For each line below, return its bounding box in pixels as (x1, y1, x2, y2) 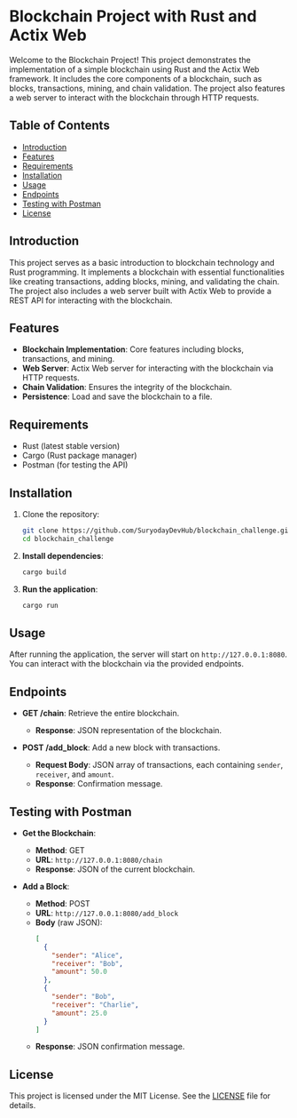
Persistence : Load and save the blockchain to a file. (21, 391, 213, 402)
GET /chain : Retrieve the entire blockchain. (21, 708, 180, 719)
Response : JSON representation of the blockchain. (35, 725, 223, 736)
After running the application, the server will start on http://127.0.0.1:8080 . (9, 649, 288, 659)
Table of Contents (9, 118, 111, 133)
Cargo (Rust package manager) (21, 451, 137, 461)
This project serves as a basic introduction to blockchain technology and (9, 257, 275, 268)
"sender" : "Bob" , (51, 993, 115, 1002)
